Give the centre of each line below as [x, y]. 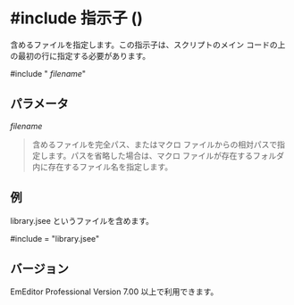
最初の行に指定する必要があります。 [84, 55]
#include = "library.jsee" [55, 238]
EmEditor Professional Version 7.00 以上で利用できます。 [114, 292]
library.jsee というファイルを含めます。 [82, 220]
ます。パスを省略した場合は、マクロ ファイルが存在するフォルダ [166, 155]
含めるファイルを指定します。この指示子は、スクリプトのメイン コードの [144, 45]
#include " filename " [48, 73]
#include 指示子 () [77, 18]
